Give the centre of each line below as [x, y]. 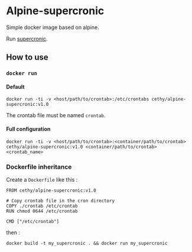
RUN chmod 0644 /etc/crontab [42, 211]
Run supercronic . [27, 38]
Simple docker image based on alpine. [53, 27]
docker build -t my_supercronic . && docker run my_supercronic [87, 243]
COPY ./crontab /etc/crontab [42, 206]
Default [15, 86]
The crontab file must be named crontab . [56, 115]
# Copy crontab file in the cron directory [61, 201]
